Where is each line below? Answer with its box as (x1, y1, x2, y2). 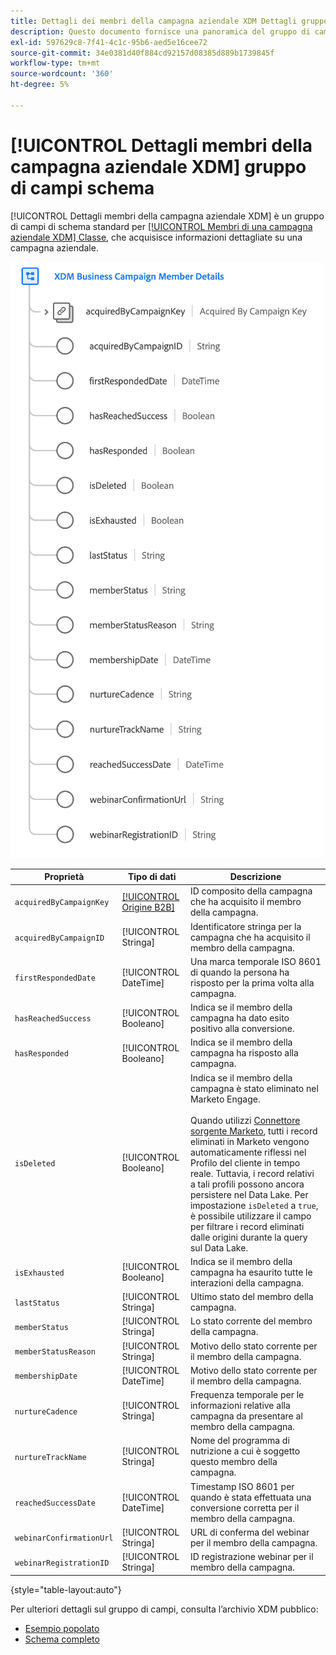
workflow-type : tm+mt (10, 58, 101, 69)
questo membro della (189, 1456, 278, 1468)
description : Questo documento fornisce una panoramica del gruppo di (10, 26, 311, 37)
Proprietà (44, 871, 85, 883)
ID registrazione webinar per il (189, 1551, 314, 1563)
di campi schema (10, 176, 155, 199)
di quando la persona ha (189, 966, 290, 978)
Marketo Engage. (189, 1093, 261, 1105)
